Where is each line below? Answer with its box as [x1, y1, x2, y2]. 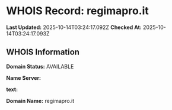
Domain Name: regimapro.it [6, 97, 75, 104]
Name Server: [6, 74, 42, 81]
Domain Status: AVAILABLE [6, 63, 74, 70]
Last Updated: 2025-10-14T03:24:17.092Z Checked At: [6, 24, 142, 31]
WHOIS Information [6, 47, 80, 57]
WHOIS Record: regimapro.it [6, 4, 149, 18]
